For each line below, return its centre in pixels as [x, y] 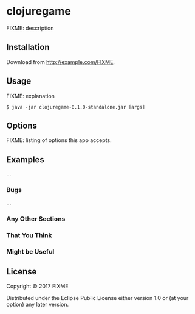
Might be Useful [30, 252]
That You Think [29, 235]
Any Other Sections [36, 219]
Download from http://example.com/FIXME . [61, 62]
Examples [25, 159]
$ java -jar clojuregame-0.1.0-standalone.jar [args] [76, 107]
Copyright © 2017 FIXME [37, 286]
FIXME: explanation [30, 96]
